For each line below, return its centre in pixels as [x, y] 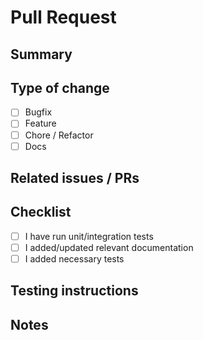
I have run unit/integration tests [89, 236]
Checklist [41, 212]
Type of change [60, 87]
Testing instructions [74, 291]
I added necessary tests [74, 258]
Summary [41, 54]
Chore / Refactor [59, 135]
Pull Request [63, 17]
